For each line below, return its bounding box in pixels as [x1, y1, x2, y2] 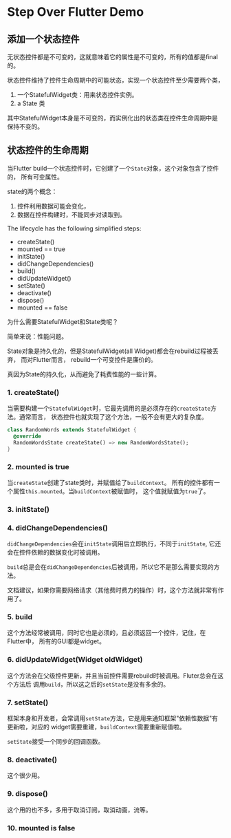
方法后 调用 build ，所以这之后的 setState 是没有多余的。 [12, 680, 170, 688]
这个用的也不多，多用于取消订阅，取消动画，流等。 [7, 806, 152, 814]
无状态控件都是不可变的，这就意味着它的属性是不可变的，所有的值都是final [7, 53, 219, 61]
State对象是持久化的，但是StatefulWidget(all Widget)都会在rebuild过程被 [7, 347, 213, 355]
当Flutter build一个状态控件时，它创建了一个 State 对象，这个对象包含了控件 [7, 164, 219, 172]
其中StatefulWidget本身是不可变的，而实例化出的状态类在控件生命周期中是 [7, 114, 219, 122]
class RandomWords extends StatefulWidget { [7, 427, 137, 433]
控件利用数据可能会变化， [16, 202, 90, 210]
